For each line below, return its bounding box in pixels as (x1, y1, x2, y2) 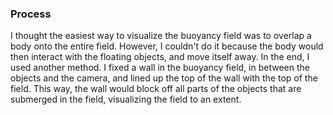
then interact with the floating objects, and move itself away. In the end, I (10, 51, 310, 63)
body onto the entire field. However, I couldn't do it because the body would (10, 40, 324, 52)
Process (10, 7, 52, 21)
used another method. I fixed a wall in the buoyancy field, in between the (10, 62, 310, 74)
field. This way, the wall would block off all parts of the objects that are (10, 83, 302, 95)
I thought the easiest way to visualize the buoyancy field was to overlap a (10, 30, 312, 42)
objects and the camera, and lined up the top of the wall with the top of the (10, 72, 318, 84)
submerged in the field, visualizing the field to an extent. (10, 93, 242, 106)
